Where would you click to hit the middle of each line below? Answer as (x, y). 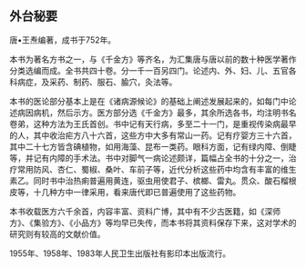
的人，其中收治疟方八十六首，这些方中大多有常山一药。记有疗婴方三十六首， (153, 135)
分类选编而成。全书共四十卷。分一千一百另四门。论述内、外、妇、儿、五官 (149, 70)
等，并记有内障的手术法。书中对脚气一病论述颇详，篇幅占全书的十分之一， (149, 158)
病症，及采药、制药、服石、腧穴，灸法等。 (97, 82)
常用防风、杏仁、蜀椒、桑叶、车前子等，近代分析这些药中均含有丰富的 (148, 169)
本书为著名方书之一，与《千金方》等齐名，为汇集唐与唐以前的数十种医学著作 (153, 59)
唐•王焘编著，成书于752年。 (63, 40)
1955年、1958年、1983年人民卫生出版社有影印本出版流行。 (120, 253)
